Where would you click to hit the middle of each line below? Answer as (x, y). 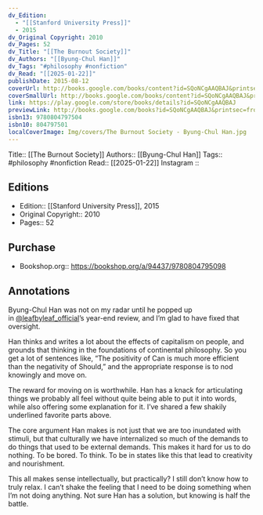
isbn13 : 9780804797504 (45, 118)
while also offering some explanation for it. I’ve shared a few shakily (117, 407)
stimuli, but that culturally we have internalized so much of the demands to (128, 439)
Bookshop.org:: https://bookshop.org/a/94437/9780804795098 (122, 267)
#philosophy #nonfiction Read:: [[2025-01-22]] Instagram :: (104, 162)
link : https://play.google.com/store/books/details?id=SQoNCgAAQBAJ (122, 103)
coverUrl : (24, 88)
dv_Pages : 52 (29, 45)
